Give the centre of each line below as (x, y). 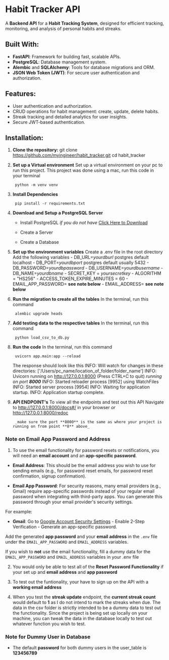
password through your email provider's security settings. (73, 502)
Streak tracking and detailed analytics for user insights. (70, 116)
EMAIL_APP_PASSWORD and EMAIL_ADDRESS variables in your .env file (72, 557)
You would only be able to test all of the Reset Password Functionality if (88, 567)
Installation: (24, 138)
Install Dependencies (35, 194)
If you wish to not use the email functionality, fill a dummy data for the (78, 551)
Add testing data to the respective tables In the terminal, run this (81, 323)
